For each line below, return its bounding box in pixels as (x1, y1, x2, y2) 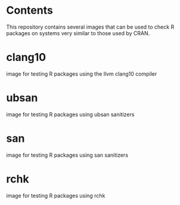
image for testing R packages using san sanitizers (6, 151, 129, 159)
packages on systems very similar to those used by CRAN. (6, 29, 150, 36)
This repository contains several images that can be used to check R (6, 23, 175, 30)
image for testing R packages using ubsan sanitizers (6, 111, 135, 118)
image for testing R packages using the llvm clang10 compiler (6, 70, 157, 77)
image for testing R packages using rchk (6, 192, 105, 199)
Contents (6, 4, 54, 17)
